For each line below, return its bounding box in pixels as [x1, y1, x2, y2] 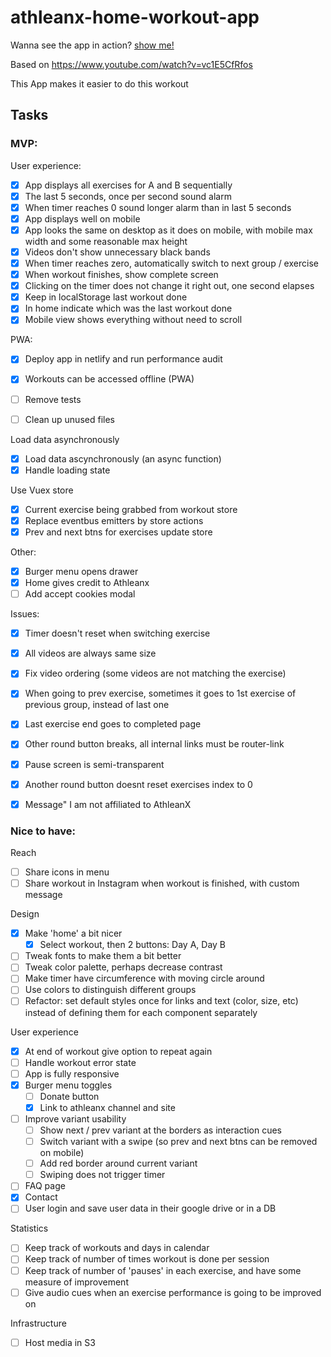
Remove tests [24, 393, 82, 405]
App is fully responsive [24, 1067, 120, 1080]
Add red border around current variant [39, 1157, 198, 1170]
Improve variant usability [24, 1112, 127, 1125]
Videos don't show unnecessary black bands [24, 246, 211, 258]
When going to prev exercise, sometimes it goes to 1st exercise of [24, 687, 297, 700]
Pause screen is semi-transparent [24, 758, 165, 770]
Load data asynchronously [10, 433, 120, 445]
